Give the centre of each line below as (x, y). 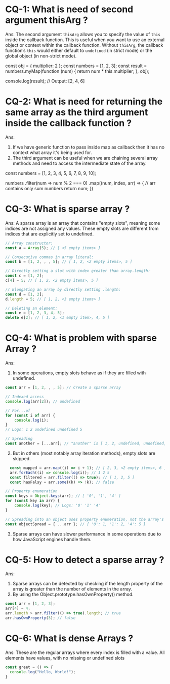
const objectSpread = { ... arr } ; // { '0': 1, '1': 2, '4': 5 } (75, 524)
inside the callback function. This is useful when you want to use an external (85, 40)
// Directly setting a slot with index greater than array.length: (78, 271)
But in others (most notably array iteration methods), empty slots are (84, 453)
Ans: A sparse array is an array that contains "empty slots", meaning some (83, 223)
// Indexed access (25, 397)
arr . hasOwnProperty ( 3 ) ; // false (40, 618)
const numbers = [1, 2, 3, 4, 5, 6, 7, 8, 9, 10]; (51, 173)
